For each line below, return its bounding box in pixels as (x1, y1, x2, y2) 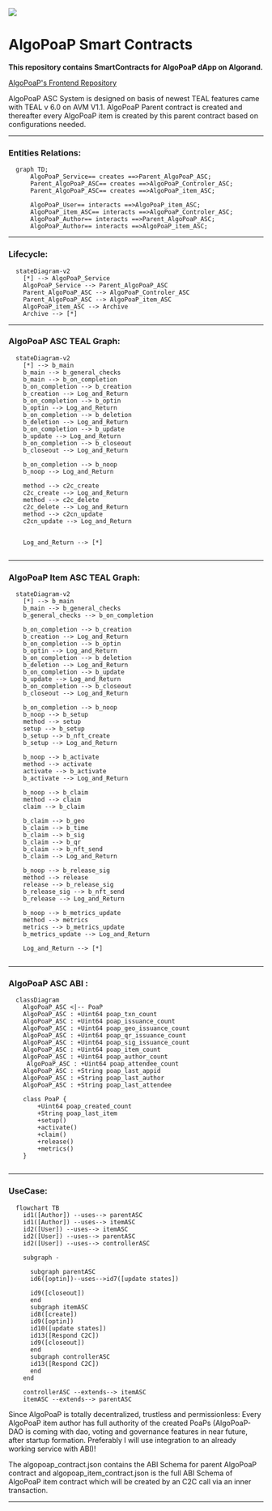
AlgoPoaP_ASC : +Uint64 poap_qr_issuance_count (23, 1032, 186, 1040)
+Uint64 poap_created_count (37, 1102, 132, 1111)
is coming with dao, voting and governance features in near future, (25, 1426, 249, 1437)
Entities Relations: (8, 147, 82, 158)
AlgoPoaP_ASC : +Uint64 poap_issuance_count (23, 1017, 176, 1026)
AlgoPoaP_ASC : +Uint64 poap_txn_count (23, 1011, 158, 1019)
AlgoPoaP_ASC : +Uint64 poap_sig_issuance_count (23, 1039, 190, 1047)
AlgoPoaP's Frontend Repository (8, 78, 117, 87)
